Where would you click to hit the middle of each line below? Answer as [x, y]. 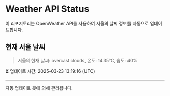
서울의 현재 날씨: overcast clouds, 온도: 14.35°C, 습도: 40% [77, 60]
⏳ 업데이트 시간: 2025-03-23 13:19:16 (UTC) [50, 71]
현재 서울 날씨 [25, 47]
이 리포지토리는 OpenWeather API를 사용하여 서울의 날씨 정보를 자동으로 [77, 23]
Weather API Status [47, 9]
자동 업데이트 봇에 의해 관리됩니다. [39, 88]
